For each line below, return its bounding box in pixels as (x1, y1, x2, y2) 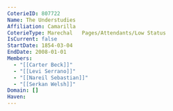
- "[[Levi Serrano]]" (13, 68, 76, 74)
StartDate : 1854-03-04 (7, 42, 73, 49)
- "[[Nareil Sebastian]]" (13, 74, 89, 81)
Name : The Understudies (7, 17, 76, 23)
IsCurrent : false (7, 36, 58, 43)
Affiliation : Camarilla (7, 23, 76, 30)
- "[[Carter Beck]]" (13, 61, 73, 68)
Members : (7, 55, 33, 62)
